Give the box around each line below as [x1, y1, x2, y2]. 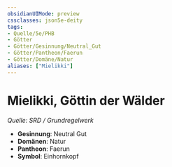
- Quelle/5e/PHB [7, 29, 55, 37]
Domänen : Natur [17, 137, 66, 145]
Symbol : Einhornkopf [17, 152, 79, 160]
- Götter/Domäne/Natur [7, 56, 73, 63]
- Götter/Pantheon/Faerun [7, 50, 83, 57]
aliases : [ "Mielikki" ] [7, 62, 73, 69]
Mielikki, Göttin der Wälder [7, 93, 166, 109]
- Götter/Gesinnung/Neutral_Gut [7, 43, 101, 50]
